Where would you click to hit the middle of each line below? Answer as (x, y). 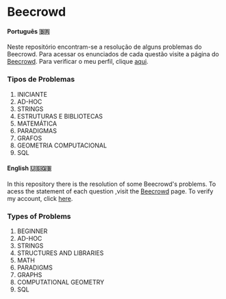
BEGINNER (32, 231)
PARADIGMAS (37, 130)
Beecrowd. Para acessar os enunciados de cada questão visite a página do (113, 54)
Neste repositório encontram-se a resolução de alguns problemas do (104, 47)
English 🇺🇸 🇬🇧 (29, 168)
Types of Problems (39, 216)
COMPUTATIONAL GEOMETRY (61, 283)
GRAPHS (29, 275)
